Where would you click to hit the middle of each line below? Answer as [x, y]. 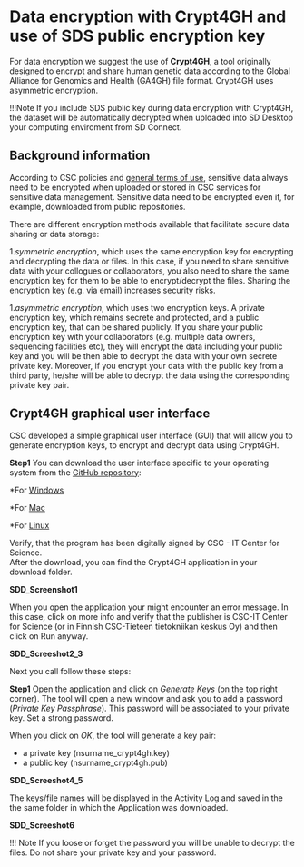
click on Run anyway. [49, 636]
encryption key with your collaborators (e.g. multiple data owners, [132, 336]
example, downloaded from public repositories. [98, 206]
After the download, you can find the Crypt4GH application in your [133, 562]
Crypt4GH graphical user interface [110, 414]
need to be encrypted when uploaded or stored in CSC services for [135, 187]
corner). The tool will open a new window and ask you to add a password [146, 698]
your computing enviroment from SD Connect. [96, 127]
